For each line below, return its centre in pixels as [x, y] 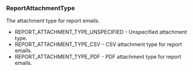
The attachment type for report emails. [53, 21]
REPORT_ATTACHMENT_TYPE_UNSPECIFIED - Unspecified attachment [101, 32]
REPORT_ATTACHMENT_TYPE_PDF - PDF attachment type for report [98, 57]
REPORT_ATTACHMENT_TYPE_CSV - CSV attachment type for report [98, 44]
